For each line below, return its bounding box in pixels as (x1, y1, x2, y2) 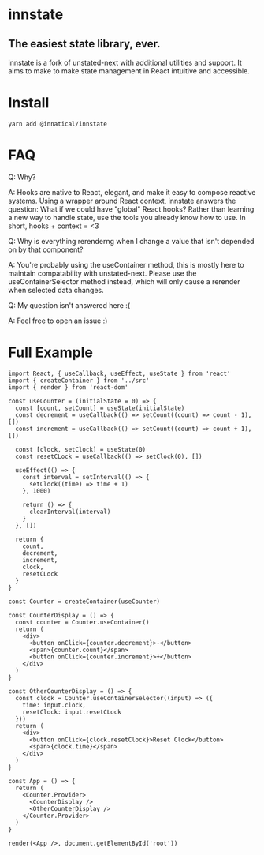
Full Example (8, 343, 93, 362)
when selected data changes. (8, 285, 104, 294)
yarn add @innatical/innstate (8, 120, 108, 128)
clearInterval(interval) (28, 508, 111, 516)
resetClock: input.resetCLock (22, 708, 122, 716)
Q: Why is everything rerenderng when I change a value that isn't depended (8, 236, 255, 246)
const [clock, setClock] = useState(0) (15, 445, 147, 453)
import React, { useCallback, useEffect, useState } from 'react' (8, 369, 231, 377)
